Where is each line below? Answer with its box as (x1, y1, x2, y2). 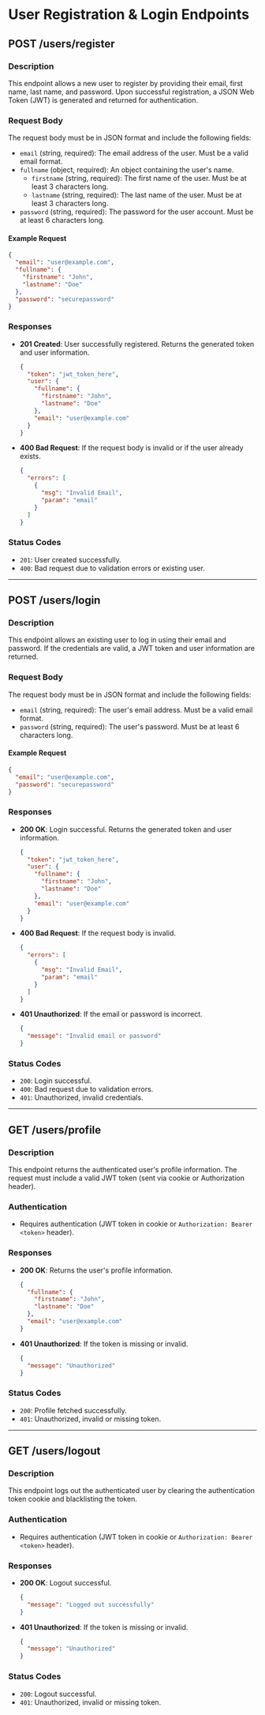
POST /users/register (8, 37, 116, 51)
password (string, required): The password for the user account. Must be (19, 207, 254, 216)
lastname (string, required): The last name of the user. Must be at (31, 190, 242, 200)
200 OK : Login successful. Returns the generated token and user (19, 824, 233, 834)
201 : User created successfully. (19, 555, 121, 564)
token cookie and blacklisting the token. (8, 1495, 138, 1504)
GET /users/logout (8, 1444, 101, 1458)
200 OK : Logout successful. (19, 1578, 112, 1587)
